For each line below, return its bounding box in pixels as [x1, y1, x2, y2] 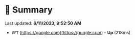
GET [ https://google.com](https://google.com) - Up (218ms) [11, 29, 131, 35]
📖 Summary [4, 4, 53, 15]
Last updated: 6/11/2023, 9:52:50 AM [4, 20, 82, 26]
